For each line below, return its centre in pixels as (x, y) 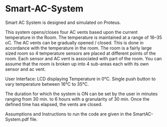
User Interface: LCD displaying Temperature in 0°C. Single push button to (81, 79)
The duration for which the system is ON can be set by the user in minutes (82, 94)
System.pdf (17, 119)
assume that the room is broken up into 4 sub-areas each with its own (77, 64)
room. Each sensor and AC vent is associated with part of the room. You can (83, 58)
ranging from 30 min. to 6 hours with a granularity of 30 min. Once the (77, 99)
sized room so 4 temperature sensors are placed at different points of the (81, 53)
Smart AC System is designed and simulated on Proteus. (63, 22)
